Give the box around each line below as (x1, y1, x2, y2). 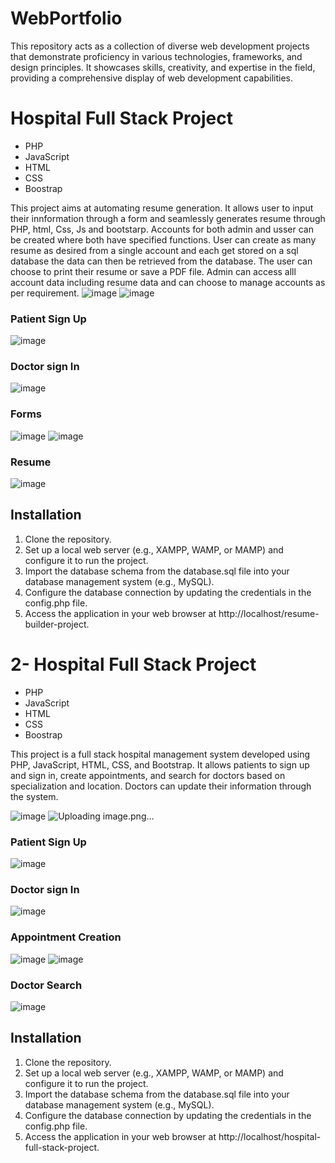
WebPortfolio (10, 7, 123, 30)
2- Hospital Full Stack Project (10, 653, 257, 676)
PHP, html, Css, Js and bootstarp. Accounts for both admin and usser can (10, 223, 315, 235)
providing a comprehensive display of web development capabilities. (10, 72, 293, 84)
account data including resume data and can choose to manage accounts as (10, 276, 326, 288)
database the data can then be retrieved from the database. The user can (10, 255, 313, 267)
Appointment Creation (10, 930, 122, 944)
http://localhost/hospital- (218, 1130, 322, 1142)
